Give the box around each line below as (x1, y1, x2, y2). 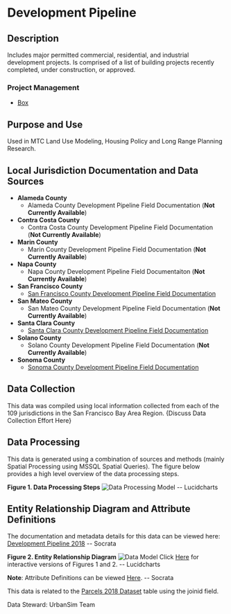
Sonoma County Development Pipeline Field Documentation (27, 362, 199, 371)
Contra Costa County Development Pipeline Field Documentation (27, 223, 214, 231)
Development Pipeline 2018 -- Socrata (7, 539, 117, 548)
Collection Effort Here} (7, 416, 71, 424)
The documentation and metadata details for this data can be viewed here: (7, 532, 221, 541)
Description (7, 33, 59, 44)
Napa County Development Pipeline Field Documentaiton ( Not (27, 267, 205, 275)
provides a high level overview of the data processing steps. (7, 469, 180, 477)
